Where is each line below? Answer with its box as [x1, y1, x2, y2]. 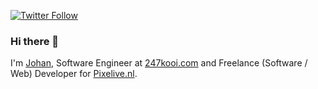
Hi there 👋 [10, 34, 60, 48]
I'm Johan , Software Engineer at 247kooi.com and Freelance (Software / [10, 57, 308, 69]
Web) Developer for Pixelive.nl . [10, 68, 138, 80]
